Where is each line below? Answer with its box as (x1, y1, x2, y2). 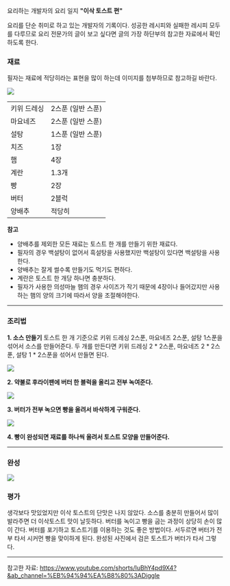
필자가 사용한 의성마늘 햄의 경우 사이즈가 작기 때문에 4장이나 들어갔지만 (16, 283, 207, 291)
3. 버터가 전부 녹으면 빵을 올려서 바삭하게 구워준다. (7, 405, 141, 413)
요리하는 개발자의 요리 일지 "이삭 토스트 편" (7, 7, 123, 14)
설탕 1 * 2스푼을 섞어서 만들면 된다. (16, 351, 110, 359)
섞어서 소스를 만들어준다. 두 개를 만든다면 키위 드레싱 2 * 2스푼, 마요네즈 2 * (7, 342, 210, 350)
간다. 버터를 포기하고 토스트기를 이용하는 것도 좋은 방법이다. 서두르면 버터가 (14, 526, 216, 534)
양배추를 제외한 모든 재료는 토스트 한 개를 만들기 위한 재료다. (16, 240, 178, 249)
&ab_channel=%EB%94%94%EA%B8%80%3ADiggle (7, 572, 160, 580)
